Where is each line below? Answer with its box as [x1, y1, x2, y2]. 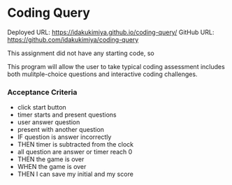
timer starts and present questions [17, 110, 117, 119]
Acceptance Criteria [7, 87, 78, 97]
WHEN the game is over [17, 163, 87, 171]
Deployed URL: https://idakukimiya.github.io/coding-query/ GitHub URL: [7, 28, 215, 36]
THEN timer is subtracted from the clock [17, 140, 134, 149]
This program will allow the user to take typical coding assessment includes [7, 62, 225, 71]
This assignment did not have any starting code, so [7, 49, 155, 57]
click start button [17, 103, 66, 112]
